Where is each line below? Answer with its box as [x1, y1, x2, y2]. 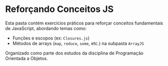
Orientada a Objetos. [5, 55, 48, 61]
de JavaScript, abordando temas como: [5, 25, 87, 31]
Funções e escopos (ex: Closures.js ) [12, 35, 90, 41]
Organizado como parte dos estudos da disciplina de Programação [5, 50, 144, 56]
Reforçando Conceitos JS [5, 3, 114, 15]
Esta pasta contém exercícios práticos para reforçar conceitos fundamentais [5, 20, 163, 26]
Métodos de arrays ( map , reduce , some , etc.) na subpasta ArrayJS [12, 40, 144, 46]
